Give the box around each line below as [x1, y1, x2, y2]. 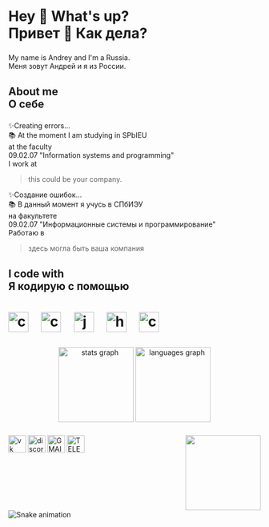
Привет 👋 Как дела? [8, 24, 148, 42]
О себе [8, 97, 45, 111]
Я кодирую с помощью [8, 280, 130, 293]
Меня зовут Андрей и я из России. [8, 62, 126, 71]
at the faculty [8, 142, 52, 151]
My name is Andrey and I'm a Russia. [8, 53, 130, 62]
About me [8, 84, 58, 99]
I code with [8, 267, 65, 280]
